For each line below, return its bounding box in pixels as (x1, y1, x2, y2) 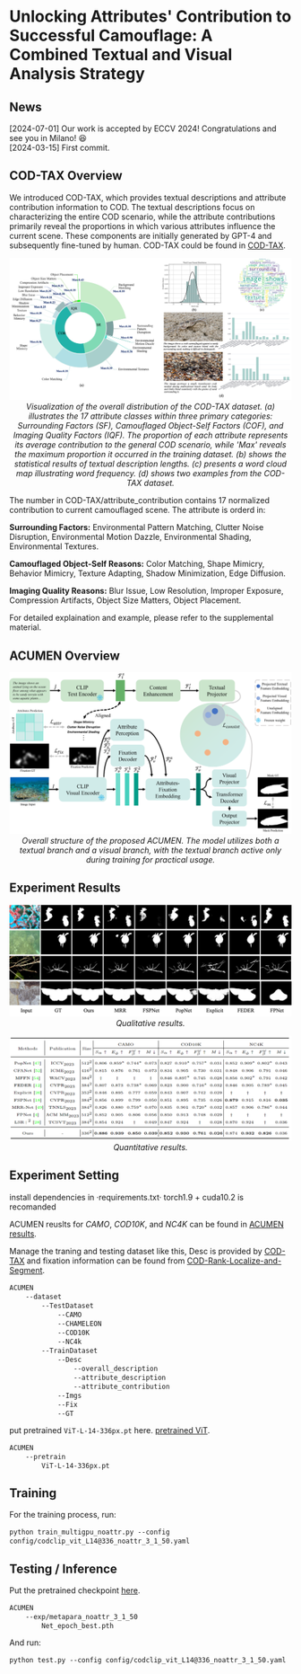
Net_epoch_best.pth (41, 1622, 115, 1631)
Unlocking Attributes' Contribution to (9, 6, 292, 27)
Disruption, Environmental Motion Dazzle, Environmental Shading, (9, 532, 253, 543)
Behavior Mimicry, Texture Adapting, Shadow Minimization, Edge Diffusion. (9, 568, 287, 579)
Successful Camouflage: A (9, 25, 213, 46)
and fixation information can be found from (26, 1255, 185, 1266)
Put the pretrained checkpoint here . (9, 1585, 141, 1596)
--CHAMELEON (56, 1319, 102, 1328)
